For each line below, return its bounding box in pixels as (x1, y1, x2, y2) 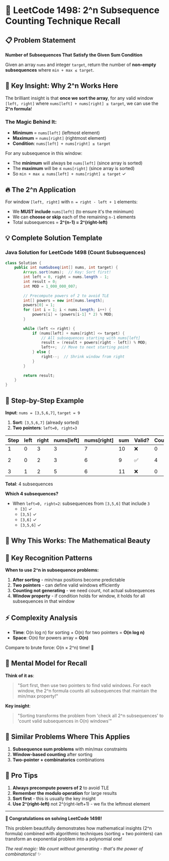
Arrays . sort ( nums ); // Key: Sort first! (23, 270, 112, 275)
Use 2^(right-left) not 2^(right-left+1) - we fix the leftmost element (12, 800, 150, 807)
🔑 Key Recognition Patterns (5, 553, 93, 562)
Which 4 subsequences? (5, 491, 59, 497)
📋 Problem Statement (5, 36, 76, 44)
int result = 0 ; (23, 279, 57, 284)
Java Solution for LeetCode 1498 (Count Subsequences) (5, 249, 146, 256)
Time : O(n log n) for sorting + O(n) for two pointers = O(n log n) (12, 629, 145, 636)
